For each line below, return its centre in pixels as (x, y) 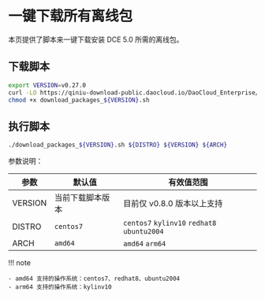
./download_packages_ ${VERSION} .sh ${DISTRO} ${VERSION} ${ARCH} (118, 145)
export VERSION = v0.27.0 (47, 85)
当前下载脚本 (78, 197)
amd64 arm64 (145, 244)
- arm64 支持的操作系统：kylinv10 (60, 287)
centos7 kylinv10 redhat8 (170, 223)
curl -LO (22, 92)
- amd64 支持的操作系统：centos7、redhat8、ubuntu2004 (94, 279)
